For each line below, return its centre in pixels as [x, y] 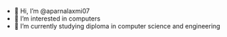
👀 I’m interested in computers [57, 18]
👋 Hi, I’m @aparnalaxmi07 [52, 11]
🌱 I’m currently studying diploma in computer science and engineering [117, 26]
